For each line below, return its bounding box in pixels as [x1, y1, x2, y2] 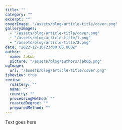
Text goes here [5, 119, 37, 125]
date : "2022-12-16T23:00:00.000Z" [5, 45, 78, 50]
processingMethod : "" [10, 96, 55, 101]
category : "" [5, 12, 33, 17]
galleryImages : [5, 26, 37, 31]
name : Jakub [10, 54, 35, 59]
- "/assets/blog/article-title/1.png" [10, 36, 91, 41]
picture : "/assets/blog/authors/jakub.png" [10, 59, 102, 64]
